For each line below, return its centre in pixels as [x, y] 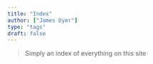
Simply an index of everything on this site [85, 53]
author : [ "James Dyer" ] [43, 20]
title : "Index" [30, 14]
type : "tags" [27, 27]
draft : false [27, 33]
